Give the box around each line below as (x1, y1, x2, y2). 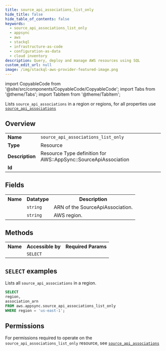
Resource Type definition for (40, 150, 107, 157)
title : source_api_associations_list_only (5, 7, 94, 12)
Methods (5, 229, 34, 237)
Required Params (65, 243, 107, 250)
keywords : (5, 21, 26, 26)
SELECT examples (5, 267, 58, 275)
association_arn (5, 299, 39, 304)
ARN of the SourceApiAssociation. (53, 204, 133, 211)
